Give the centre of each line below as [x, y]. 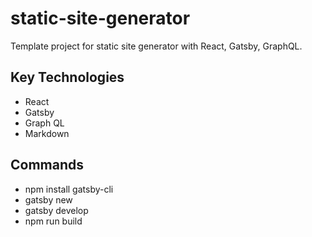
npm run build [53, 221]
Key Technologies [67, 77]
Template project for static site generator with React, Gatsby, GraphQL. [156, 46]
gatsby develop [56, 210]
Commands [47, 165]
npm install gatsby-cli [69, 189]
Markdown [47, 133]
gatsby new [48, 199]
